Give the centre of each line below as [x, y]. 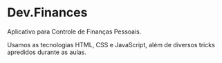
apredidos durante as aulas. [47, 52]
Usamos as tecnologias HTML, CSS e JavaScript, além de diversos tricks [111, 45]
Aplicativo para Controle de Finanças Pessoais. [74, 32]
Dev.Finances [47, 13]
